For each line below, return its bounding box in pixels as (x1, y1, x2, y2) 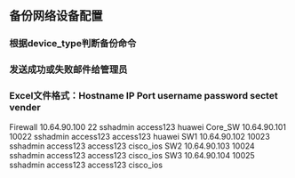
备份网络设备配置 (9, 8, 103, 24)
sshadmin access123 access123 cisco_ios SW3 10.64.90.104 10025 (9, 150, 255, 160)
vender (9, 101, 42, 114)
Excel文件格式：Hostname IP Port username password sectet (9, 90, 278, 102)
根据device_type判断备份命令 (9, 37, 137, 50)
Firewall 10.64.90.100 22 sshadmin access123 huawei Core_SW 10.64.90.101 (9, 121, 287, 132)
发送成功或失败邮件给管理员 (9, 63, 128, 76)
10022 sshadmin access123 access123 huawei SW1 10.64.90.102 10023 (9, 131, 271, 142)
